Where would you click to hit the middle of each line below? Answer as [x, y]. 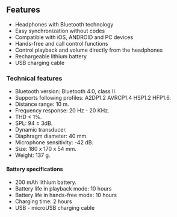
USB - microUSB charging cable [55, 208]
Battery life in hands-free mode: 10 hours [66, 195]
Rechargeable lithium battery [51, 56]
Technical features [34, 78]
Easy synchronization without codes [60, 31]
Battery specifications [35, 169]
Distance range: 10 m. [42, 104]
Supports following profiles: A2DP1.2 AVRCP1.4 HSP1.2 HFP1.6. [93, 98]
